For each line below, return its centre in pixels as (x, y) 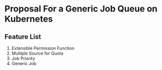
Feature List (23, 37)
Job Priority (23, 58)
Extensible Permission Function (43, 48)
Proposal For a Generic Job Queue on (81, 9)
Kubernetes (29, 19)
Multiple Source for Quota (37, 53)
